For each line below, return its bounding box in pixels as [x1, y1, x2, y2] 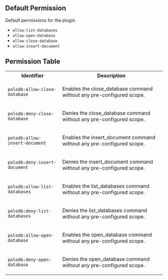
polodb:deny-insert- [7, 159, 56, 165]
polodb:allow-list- [7, 184, 54, 189]
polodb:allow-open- [7, 232, 54, 238]
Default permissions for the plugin [5, 17, 75, 23]
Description [97, 72, 126, 79]
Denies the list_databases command [62, 207, 147, 214]
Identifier [21, 72, 44, 79]
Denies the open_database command [62, 256, 150, 263]
